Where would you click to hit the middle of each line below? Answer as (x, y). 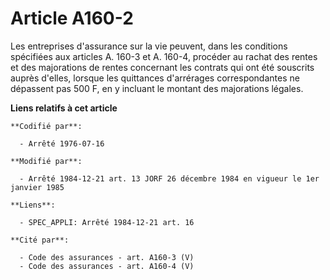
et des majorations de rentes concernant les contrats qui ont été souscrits (162, 67)
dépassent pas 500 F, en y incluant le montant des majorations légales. (157, 88)
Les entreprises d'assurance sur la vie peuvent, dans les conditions (149, 46)
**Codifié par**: (46, 126)
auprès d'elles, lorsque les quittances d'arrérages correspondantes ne (155, 78)
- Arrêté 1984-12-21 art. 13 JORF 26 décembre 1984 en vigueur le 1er (169, 178)
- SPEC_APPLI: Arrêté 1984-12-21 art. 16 (107, 222)
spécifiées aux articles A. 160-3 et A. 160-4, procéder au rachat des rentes (164, 56)
